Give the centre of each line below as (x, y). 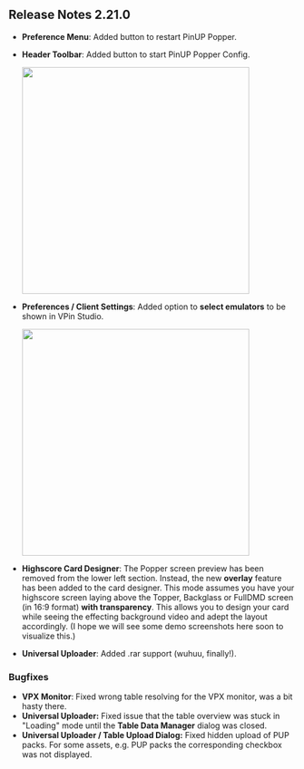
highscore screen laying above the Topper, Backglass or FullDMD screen (157, 597)
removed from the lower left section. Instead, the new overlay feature (152, 578)
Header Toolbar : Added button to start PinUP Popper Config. (136, 54)
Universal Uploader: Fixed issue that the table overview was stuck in (151, 716)
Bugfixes (29, 677)
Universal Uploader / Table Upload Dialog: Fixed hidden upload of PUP (155, 735)
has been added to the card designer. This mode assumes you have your (158, 588)
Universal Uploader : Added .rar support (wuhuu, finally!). (129, 653)
